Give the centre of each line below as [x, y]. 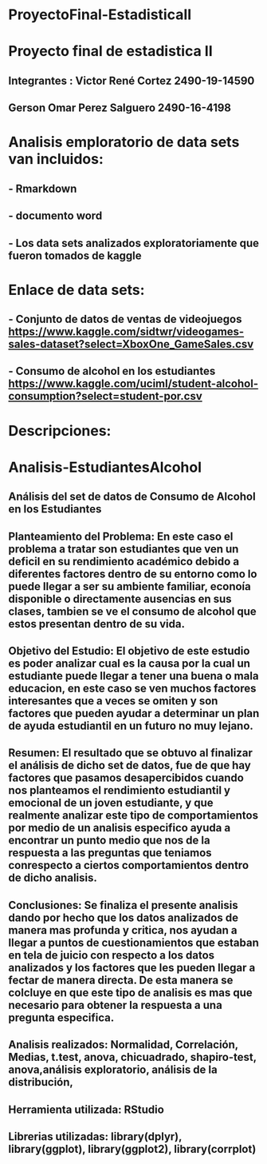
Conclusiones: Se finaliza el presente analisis [123, 905]
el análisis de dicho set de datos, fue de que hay [130, 765]
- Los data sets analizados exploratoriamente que [134, 243]
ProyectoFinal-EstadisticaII [100, 15]
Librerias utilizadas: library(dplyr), [95, 1136]
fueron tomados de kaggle [75, 255]
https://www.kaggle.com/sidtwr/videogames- [126, 332]
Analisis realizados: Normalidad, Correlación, [124, 1045]
